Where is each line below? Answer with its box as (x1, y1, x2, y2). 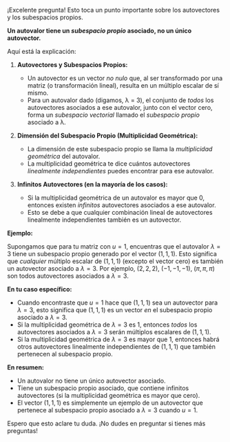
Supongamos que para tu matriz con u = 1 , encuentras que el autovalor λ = (7, 242, 221, 251)
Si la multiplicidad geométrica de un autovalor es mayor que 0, (27, 193, 205, 202)
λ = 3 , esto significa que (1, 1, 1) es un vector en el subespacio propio (17, 306, 213, 314)
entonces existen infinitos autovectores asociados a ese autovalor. (27, 201, 216, 209)
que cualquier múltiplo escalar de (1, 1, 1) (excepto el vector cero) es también (7, 257, 224, 265)
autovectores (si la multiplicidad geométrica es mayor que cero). (17, 392, 200, 399)
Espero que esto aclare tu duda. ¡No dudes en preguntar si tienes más (7, 419, 206, 427)
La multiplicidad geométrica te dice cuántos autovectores (27, 160, 191, 168)
